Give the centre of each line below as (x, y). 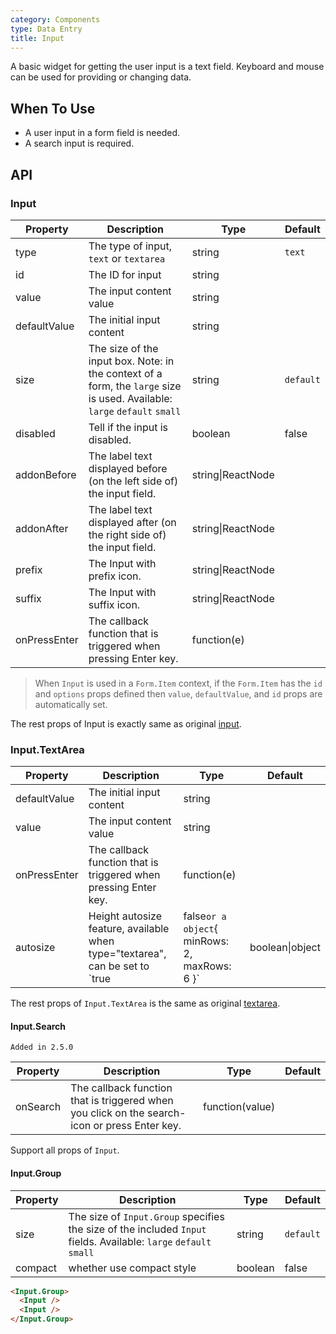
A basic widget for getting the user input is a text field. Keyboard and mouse (167, 67)
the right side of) (127, 534)
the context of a (125, 373)
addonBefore (46, 474)
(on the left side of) (133, 481)
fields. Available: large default (140, 1241)
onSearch (38, 1107)
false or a (205, 916)
